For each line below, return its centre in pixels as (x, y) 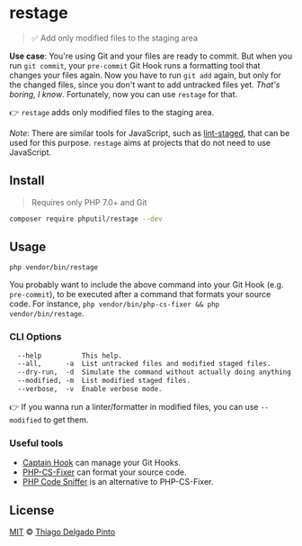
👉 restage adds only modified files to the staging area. (112, 112)
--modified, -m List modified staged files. (104, 381)
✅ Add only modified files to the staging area (115, 38)
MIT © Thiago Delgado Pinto (62, 532)
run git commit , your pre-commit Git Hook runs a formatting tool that (135, 65)
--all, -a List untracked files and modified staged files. (144, 364)
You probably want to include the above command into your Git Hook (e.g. (147, 285)
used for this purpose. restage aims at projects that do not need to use (140, 142)
